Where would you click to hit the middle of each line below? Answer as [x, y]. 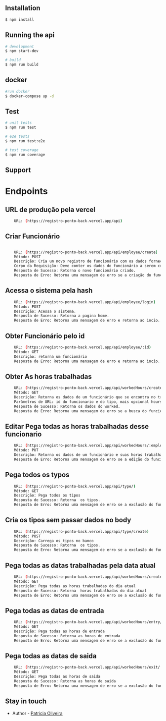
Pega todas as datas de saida [51, 656]
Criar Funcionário [33, 237]
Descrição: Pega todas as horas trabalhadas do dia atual [75, 586]
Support [18, 170]
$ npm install [20, 19]
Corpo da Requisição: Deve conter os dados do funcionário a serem [85, 266]
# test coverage [22, 150]
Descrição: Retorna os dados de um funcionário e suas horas [78, 455]
